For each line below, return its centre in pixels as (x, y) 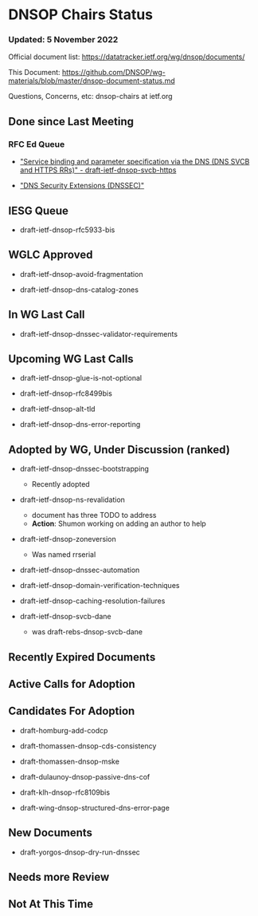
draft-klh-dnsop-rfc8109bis (64, 792)
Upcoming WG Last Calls (71, 359)
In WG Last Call (47, 315)
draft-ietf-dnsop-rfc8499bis (66, 393)
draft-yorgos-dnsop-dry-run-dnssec (80, 852)
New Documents (51, 833)
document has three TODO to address (94, 515)
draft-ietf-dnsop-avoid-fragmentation (81, 274)
